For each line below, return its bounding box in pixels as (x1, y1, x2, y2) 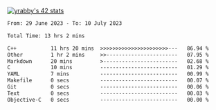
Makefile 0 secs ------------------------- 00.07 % (7, 77, 209, 84)
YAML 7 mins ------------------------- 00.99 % (7, 71, 209, 77)
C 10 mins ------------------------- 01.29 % (7, 64, 209, 71)
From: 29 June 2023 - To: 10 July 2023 (7, 20, 123, 27)
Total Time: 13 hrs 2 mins (7, 32, 85, 39)
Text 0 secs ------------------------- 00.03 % (7, 90, 209, 97)
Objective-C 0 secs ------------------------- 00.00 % (7, 96, 209, 103)
